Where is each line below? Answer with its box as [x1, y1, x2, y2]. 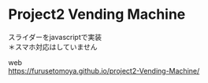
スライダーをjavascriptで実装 [8, 32, 102, 41]
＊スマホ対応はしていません [8, 41, 98, 52]
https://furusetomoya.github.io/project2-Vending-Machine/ [8, 66, 200, 75]
